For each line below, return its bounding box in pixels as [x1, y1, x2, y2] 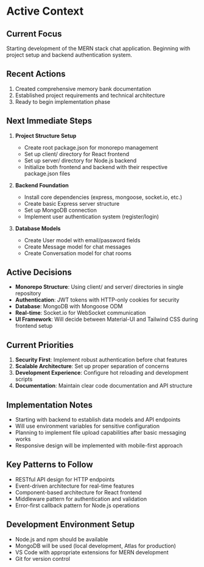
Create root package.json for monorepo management [24, 143, 158, 151]
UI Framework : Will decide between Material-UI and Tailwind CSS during [15, 316, 199, 323]
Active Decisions [6, 267, 72, 278]
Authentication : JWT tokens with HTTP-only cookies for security [15, 296, 180, 303]
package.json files [24, 170, 71, 177]
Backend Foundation [15, 181, 69, 189]
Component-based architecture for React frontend [15, 488, 142, 496]
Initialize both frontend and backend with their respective [24, 163, 168, 170]
